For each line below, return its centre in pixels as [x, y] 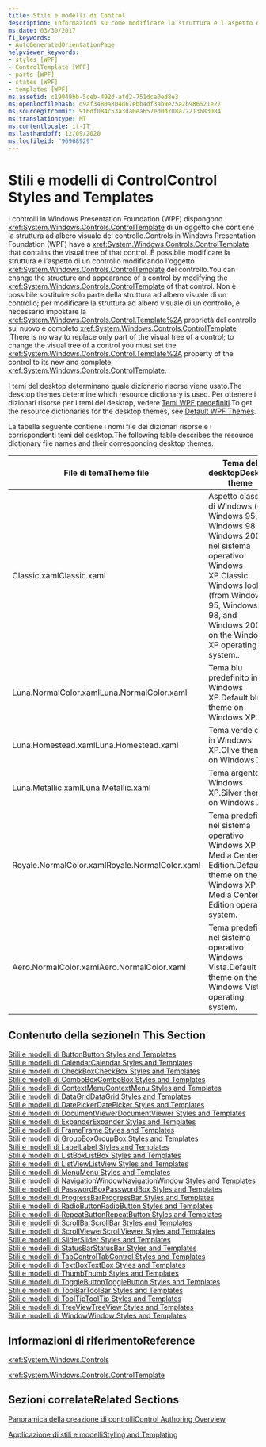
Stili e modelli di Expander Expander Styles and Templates [102, 1122]
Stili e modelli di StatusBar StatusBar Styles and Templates [103, 1248]
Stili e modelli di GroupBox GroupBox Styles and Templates [103, 1138]
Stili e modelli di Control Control [113, 180]
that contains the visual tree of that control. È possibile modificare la [119, 253]
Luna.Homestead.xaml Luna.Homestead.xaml [95, 745]
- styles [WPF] [33, 60]
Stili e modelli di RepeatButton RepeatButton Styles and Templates [115, 1215]
